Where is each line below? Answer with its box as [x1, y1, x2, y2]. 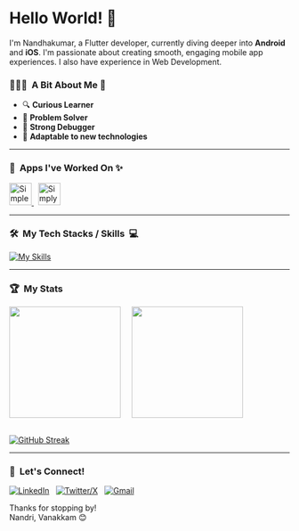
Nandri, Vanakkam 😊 [9, 512, 87, 523]
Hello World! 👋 [9, 8, 117, 29]
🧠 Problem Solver [21, 112, 88, 123]
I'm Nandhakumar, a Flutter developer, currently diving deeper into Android [9, 37, 287, 48]
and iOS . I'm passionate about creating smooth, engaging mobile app [9, 46, 263, 57]
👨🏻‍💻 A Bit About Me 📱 [9, 78, 107, 91]
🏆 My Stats [9, 282, 64, 295]
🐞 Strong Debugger [21, 122, 95, 133]
